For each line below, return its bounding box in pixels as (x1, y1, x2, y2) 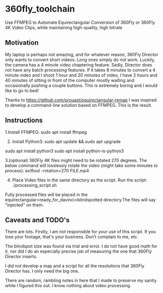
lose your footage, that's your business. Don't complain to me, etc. (5, 234, 139, 240)
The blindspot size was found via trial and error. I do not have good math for (5, 244, 158, 249)
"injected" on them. (5, 202, 44, 208)
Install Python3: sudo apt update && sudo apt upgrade (12, 138, 121, 144)
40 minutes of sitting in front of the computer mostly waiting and (5, 77, 135, 83)
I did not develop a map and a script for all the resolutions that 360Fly (5, 263, 145, 269)
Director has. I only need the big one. (5, 268, 79, 274)
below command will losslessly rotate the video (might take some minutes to (5, 163, 158, 168)
